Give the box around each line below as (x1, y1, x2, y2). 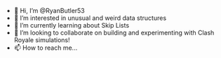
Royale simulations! (13, 36, 70, 44)
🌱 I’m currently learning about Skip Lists (13, 21, 130, 29)
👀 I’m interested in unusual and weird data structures (13, 14, 167, 22)
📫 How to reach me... (13, 43, 78, 52)
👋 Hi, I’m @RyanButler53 (13, 7, 86, 14)
